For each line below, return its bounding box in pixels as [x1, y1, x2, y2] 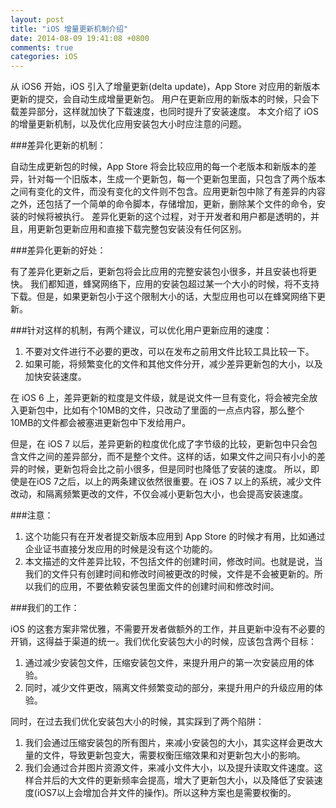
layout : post [10, 14, 65, 25]
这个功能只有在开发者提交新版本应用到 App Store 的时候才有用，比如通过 [24, 531, 326, 543]
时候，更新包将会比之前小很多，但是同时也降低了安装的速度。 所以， [27, 463, 311, 475]
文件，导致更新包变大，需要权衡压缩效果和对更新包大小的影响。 [42, 749, 306, 761]
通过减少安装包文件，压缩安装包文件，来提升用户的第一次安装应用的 [24, 657, 306, 669]
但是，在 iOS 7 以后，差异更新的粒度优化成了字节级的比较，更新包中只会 [10, 438, 309, 450]
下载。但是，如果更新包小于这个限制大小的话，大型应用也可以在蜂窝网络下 [10, 291, 317, 303]
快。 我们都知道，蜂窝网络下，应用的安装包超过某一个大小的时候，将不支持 [10, 278, 320, 290]
